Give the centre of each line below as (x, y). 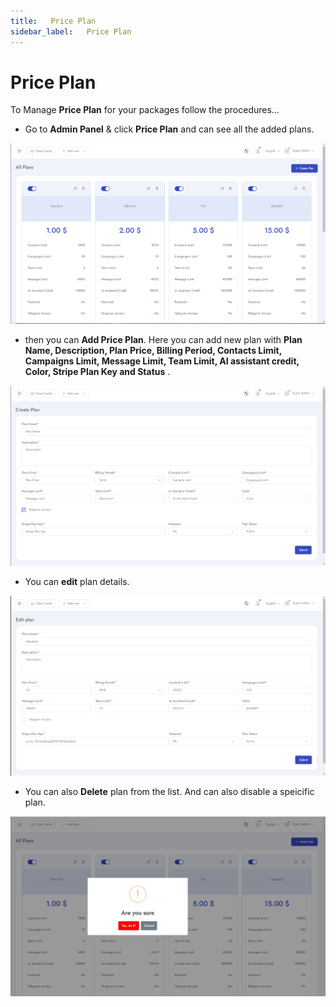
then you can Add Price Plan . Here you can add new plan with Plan (163, 340)
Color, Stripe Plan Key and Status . (97, 372)
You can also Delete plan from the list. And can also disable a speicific (169, 791)
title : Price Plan (53, 21)
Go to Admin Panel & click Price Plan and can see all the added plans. (169, 129)
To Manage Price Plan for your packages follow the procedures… (145, 110)
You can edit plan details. (77, 581)
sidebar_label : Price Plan (71, 31)
